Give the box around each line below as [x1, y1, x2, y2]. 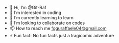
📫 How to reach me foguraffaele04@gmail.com [9, 26, 107, 31]
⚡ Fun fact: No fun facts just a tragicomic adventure [9, 33, 114, 38]
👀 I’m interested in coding [9, 10, 62, 15]
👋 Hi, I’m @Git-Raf [9, 5, 47, 10]
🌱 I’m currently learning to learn [9, 15, 73, 20]
